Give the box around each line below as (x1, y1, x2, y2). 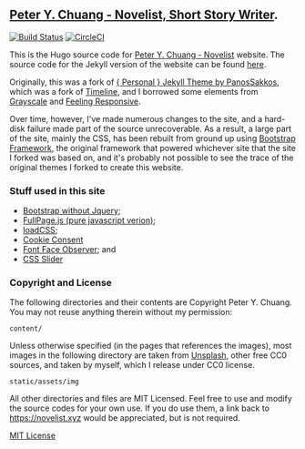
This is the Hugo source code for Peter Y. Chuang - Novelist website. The (9, 49, 285, 60)
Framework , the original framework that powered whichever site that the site (9, 142, 296, 153)
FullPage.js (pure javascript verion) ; (22, 215, 157, 226)
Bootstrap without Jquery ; (22, 205, 121, 217)
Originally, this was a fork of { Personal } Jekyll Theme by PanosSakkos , (9, 77, 280, 87)
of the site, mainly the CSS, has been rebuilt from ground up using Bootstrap (9, 132, 296, 144)
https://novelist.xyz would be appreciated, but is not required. (9, 413, 241, 423)
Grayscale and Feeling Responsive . (9, 96, 141, 107)
